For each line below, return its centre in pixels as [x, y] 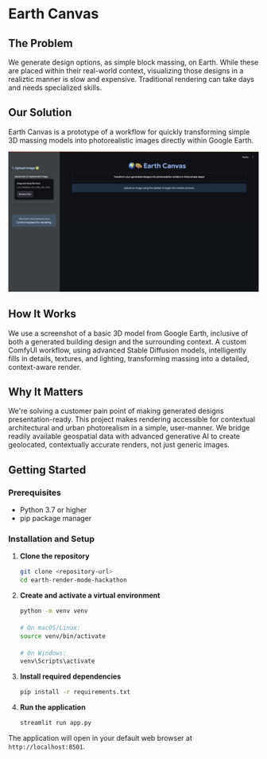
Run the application [52, 707]
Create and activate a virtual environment [90, 596]
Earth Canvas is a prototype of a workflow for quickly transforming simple [129, 131]
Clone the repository [54, 556]
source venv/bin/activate [62, 636]
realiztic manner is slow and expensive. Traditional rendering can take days [131, 79]
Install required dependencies [70, 676]
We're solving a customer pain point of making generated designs [116, 411]
